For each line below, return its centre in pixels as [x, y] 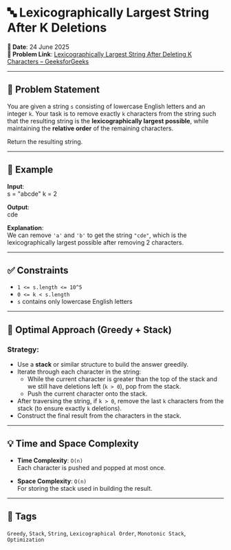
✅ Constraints [38, 270]
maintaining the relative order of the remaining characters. [90, 128]
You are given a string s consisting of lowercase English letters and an [106, 106]
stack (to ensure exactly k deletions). [69, 409]
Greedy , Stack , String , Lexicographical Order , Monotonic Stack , [97, 533]
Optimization [26, 540]
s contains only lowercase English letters [75, 302]
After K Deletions [57, 28]
